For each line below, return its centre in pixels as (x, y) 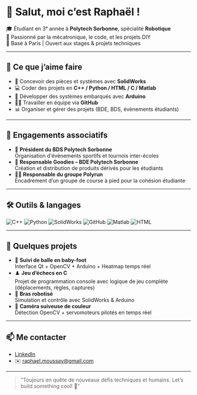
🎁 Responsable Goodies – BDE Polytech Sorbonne (77, 162)
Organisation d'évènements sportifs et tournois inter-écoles (87, 155)
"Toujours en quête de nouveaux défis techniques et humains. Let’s (102, 380)
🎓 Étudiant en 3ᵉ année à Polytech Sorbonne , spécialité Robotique (89, 28)
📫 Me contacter (36, 337)
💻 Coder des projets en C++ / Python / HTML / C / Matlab (85, 88)
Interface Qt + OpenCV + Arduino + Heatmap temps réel (83, 267)
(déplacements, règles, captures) (55, 288)
